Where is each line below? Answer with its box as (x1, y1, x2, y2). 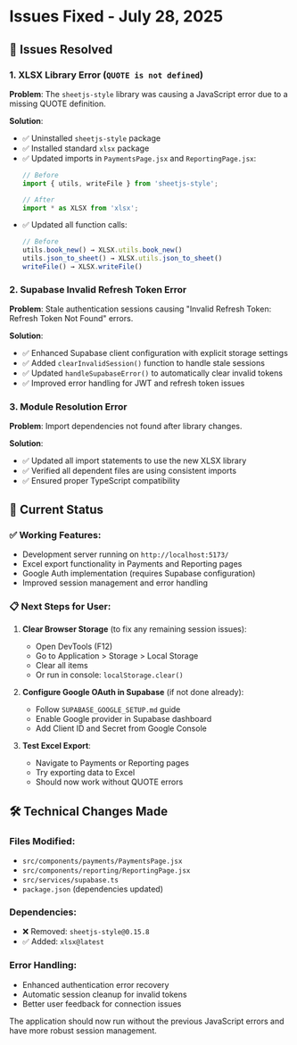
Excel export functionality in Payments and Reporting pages (21, 559, 243, 569)
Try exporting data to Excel (35, 767, 136, 778)
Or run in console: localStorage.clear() (35, 669, 185, 680)
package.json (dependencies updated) (21, 883, 163, 894)
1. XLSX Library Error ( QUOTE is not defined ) (9, 69, 203, 81)
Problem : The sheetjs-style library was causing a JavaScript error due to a (9, 88, 288, 99)
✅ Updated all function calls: (21, 220, 128, 230)
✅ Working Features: (9, 528, 102, 541)
